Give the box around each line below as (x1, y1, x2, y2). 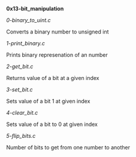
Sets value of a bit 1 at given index (6, 98, 90, 104)
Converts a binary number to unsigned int (6, 28, 109, 35)
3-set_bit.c (6, 86, 33, 93)
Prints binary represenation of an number (6, 51, 108, 59)
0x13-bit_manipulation (6, 5, 64, 12)
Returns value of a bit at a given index (6, 75, 99, 81)
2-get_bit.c (6, 63, 34, 70)
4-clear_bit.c (6, 109, 38, 116)
